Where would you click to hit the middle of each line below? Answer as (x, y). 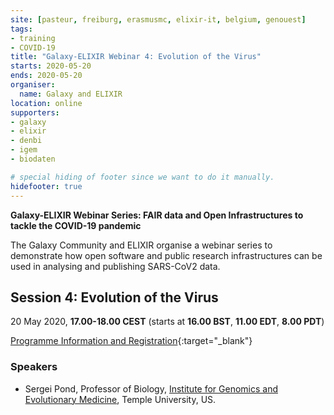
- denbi (26, 141)
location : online (46, 103)
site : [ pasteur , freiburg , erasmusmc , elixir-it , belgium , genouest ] (158, 19)
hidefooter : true (46, 186)
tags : (21, 29)
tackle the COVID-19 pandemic (76, 225)
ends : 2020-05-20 (46, 76)
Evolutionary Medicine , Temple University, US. (120, 399)
